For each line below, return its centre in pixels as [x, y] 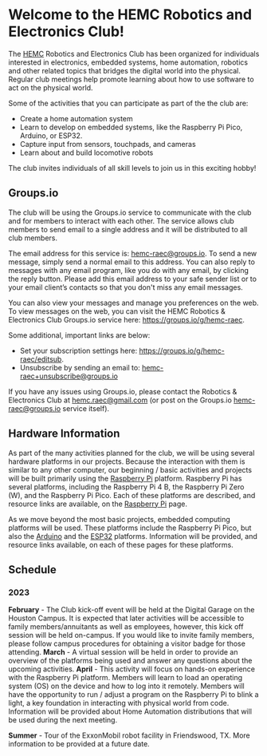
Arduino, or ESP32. [51, 135]
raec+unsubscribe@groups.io [69, 376]
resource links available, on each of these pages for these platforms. [121, 544]
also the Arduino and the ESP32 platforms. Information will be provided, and [133, 536]
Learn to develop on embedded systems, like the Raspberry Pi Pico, [131, 127]
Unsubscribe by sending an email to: [80, 367]
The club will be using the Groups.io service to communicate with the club [130, 212]
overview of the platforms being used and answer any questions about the [130, 661]
